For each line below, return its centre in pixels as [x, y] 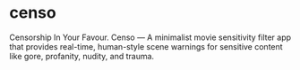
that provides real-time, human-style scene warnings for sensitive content [146, 46]
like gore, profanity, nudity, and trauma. [82, 56]
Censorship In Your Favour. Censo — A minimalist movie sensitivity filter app [150, 37]
